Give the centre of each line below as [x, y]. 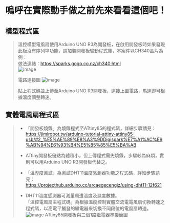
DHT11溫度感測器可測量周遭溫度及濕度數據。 [72, 195]
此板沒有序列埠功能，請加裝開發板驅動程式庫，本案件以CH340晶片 [88, 51]
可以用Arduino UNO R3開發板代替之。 [70, 161]
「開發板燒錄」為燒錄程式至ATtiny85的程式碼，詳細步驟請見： [91, 128]
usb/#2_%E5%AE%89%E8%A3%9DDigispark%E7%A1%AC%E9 [94, 139]
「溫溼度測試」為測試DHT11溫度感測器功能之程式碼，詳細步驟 [90, 173]
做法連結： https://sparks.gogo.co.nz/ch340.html [69, 64]
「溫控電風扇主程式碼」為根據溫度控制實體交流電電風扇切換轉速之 [95, 202]
